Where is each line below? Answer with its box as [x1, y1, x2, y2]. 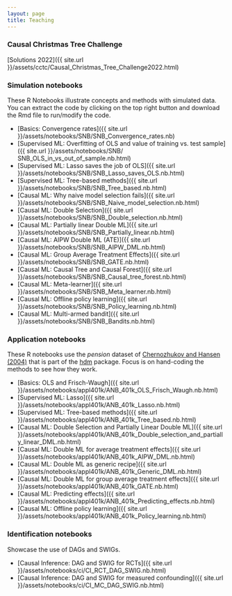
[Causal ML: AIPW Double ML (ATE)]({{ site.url [17, 236, 151, 244]
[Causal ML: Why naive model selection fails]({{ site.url [17, 191, 175, 199]
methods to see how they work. [7, 365, 98, 374]
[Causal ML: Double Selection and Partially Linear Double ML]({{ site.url [17, 423, 222, 431]
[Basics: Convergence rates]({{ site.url [17, 125, 128, 133]
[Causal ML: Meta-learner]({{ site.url [17, 280, 122, 289]
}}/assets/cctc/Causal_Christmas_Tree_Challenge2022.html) [7, 63, 179, 71]
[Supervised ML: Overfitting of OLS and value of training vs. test [17, 139, 201, 148]
